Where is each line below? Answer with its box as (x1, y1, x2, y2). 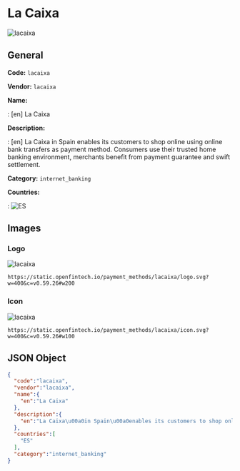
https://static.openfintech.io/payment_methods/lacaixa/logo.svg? (7, 273, 209, 281)
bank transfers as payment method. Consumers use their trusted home (7, 145, 216, 153)
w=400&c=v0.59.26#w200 (7, 280, 75, 287)
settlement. (7, 160, 41, 168)
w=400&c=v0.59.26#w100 (7, 333, 75, 340)
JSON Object (7, 352, 66, 365)
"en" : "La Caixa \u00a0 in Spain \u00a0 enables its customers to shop (20, 417, 222, 425)
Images (7, 223, 41, 235)
